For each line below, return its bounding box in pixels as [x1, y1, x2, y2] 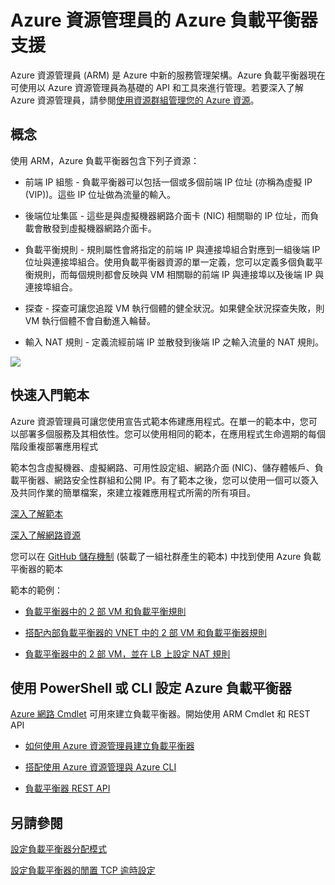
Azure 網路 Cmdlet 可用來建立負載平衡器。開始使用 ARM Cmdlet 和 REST [10, 708, 311, 720]
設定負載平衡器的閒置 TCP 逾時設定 [10, 864, 156, 876]
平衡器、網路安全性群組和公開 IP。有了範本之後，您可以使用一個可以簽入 [18, 474, 319, 486]
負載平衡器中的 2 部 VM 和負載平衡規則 [24, 605, 187, 617]
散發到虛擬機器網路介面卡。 [42, 222, 157, 234]
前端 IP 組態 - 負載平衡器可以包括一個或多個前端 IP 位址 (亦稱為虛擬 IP [24, 176, 313, 188]
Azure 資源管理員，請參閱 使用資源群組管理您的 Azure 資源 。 [10, 94, 260, 106]
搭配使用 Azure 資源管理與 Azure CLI [24, 761, 177, 773]
